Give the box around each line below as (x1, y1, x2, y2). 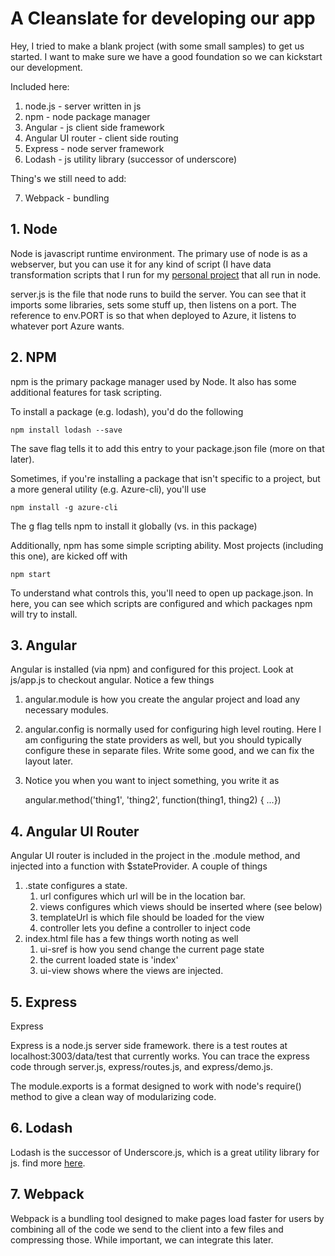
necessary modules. (24, 704, 109, 716)
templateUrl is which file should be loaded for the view (39, 912, 265, 924)
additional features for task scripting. (10, 386, 163, 398)
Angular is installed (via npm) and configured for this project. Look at (10, 663, 294, 676)
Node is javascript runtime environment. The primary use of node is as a (10, 247, 308, 259)
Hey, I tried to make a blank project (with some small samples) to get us (10, 40, 305, 52)
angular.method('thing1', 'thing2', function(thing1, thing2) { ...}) (24, 794, 282, 806)
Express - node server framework (24, 142, 165, 154)
